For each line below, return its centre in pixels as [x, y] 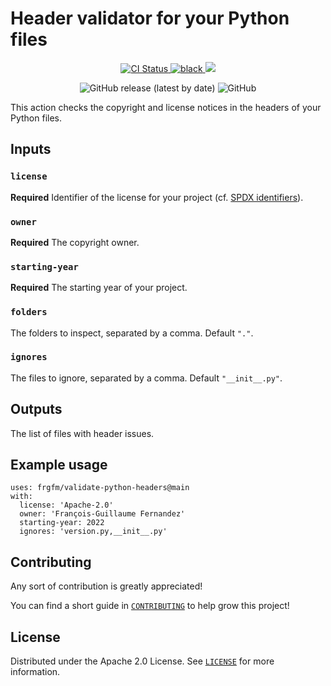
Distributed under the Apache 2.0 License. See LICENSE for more [142, 661]
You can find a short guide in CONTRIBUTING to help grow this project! [150, 606]
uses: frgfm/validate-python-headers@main [100, 488]
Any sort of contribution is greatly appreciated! [106, 586]
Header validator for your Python [150, 18]
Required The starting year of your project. [99, 288]
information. [35, 672]
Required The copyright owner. [75, 242]
